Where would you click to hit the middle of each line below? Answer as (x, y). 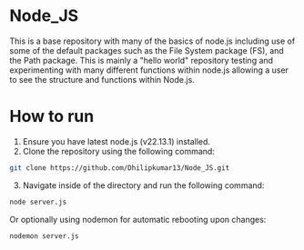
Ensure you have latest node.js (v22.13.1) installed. (117, 141)
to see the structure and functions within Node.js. (102, 79)
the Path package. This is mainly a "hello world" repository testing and (142, 60)
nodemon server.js (44, 236)
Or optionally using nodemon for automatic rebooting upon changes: (138, 219)
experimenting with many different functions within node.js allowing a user (149, 70)
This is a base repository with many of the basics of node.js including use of (152, 41)
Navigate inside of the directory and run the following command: (143, 185)
